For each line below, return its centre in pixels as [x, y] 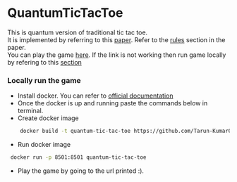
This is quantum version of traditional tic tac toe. [78, 32]
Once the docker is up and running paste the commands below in [113, 103]
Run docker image [44, 145]
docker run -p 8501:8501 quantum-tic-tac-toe [78, 157]
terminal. [30, 111]
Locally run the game [44, 80]
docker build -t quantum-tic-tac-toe [75, 131]
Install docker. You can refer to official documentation [95, 96]
